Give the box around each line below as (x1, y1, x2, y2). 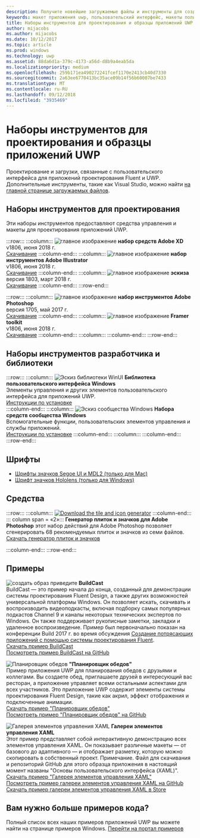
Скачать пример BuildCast (6, 642, 73, 649)
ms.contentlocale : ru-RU (6, 86, 68, 92)
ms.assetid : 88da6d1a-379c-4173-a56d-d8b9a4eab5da (6, 58, 135, 64)
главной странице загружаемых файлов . (6, 187, 110, 194)
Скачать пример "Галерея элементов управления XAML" (6, 773, 152, 780)
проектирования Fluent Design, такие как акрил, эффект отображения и (6, 692, 189, 699)
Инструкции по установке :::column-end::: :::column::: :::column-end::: (6, 431, 182, 438)
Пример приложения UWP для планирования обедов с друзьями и (6, 667, 177, 674)
